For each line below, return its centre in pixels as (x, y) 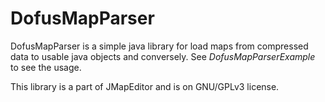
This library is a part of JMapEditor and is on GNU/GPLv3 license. (145, 86)
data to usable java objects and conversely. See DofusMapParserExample (163, 56)
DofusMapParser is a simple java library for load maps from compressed (159, 46)
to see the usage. (46, 67)
